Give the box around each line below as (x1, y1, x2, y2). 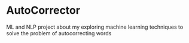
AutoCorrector (6, 4, 81, 17)
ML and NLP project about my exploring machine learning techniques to (6, 23, 184, 30)
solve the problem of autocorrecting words (6, 29, 112, 36)
